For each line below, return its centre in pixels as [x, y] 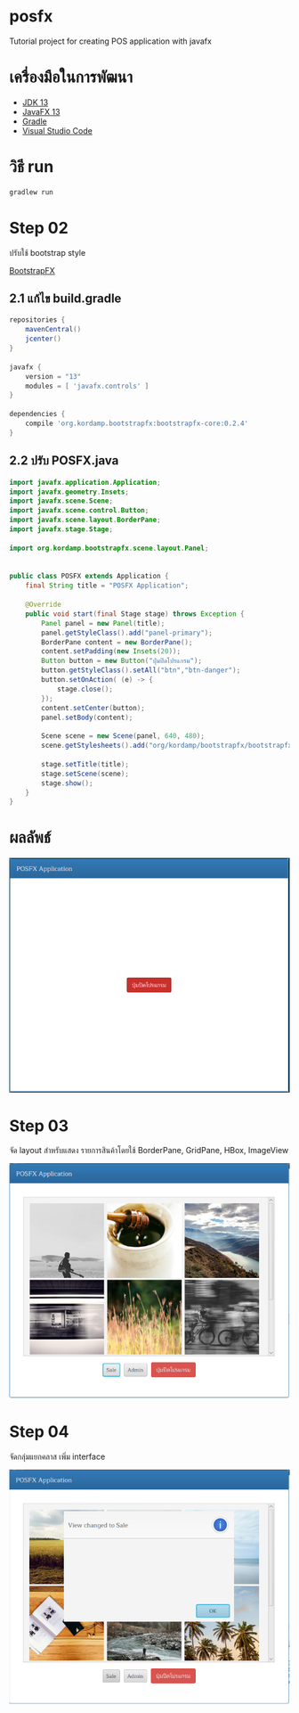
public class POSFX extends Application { [89, 577]
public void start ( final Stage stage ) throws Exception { [135, 614]
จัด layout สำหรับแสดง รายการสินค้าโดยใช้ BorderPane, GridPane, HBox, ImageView [149, 1151]
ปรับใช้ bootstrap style [48, 252]
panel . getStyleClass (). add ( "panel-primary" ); [127, 633]
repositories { [37, 320]
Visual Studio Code [57, 130]
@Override [44, 604]
